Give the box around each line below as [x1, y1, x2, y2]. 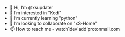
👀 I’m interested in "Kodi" [9, 10, 62, 16]
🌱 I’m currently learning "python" [9, 15, 78, 21]
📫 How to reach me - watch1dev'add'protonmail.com [9, 26, 120, 32]
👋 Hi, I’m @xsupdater [9, 5, 53, 10]
